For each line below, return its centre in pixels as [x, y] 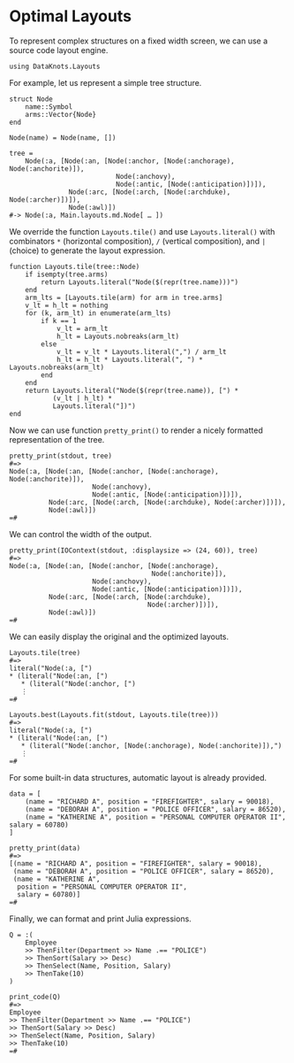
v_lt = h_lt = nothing [67, 305]
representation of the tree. [57, 439]
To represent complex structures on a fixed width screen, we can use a [139, 41]
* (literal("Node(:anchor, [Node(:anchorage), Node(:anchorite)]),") [151, 745]
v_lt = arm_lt [82, 328]
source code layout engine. [59, 50]
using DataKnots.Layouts [55, 66]
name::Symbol [49, 107]
